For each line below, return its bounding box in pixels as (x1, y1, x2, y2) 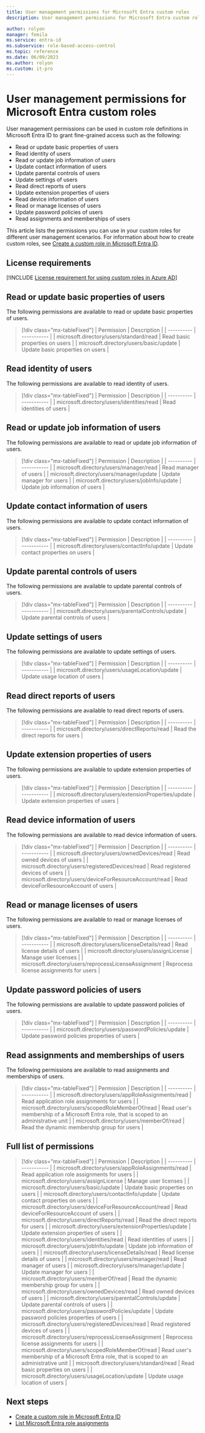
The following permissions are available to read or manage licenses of (6, 916, 182, 923)
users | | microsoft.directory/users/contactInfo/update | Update (21, 1190, 181, 1197)
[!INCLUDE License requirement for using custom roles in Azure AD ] (6, 274, 178, 282)
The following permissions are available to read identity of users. (6, 380, 169, 387)
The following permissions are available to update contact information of (6, 517, 189, 524)
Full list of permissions (6, 1142, 95, 1152)
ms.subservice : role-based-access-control (6, 43, 116, 49)
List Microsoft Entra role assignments (15, 1419, 109, 1427)
